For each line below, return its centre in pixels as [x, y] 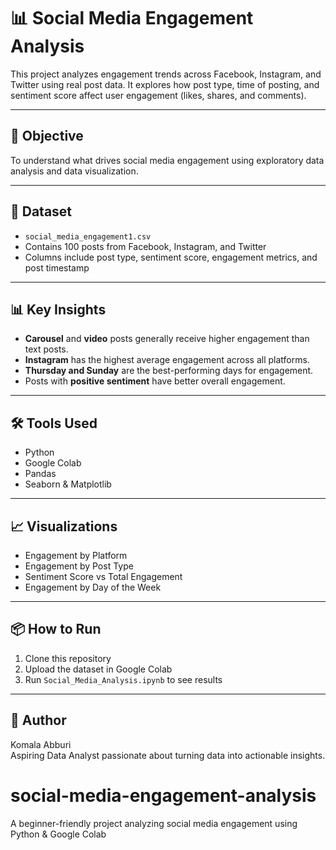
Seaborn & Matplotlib [68, 484]
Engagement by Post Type [79, 566]
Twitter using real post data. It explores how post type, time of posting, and [165, 84]
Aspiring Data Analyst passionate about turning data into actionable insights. [168, 755]
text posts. [46, 349]
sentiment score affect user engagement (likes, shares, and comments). [158, 95]
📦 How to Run [56, 629]
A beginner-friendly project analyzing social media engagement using [154, 823]
